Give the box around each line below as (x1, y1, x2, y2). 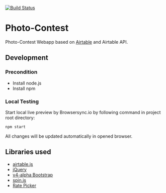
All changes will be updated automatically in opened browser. (5, 133, 133, 139)
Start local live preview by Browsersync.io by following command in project (5, 109, 161, 115)
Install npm (12, 85, 36, 91)
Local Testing (5, 98, 39, 105)
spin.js (12, 177, 27, 183)
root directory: (5, 115, 35, 121)
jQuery (12, 166, 27, 172)
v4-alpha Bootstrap (12, 171, 53, 178)
